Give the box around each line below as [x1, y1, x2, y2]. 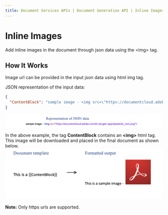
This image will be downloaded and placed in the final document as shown [5, 137, 159, 143]
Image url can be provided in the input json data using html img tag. [5, 74, 144, 80]
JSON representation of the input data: [5, 84, 85, 90]
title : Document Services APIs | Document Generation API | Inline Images [5, 8, 164, 13]
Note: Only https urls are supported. [5, 204, 80, 210]
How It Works [5, 61, 48, 69]
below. [5, 143, 19, 149]
